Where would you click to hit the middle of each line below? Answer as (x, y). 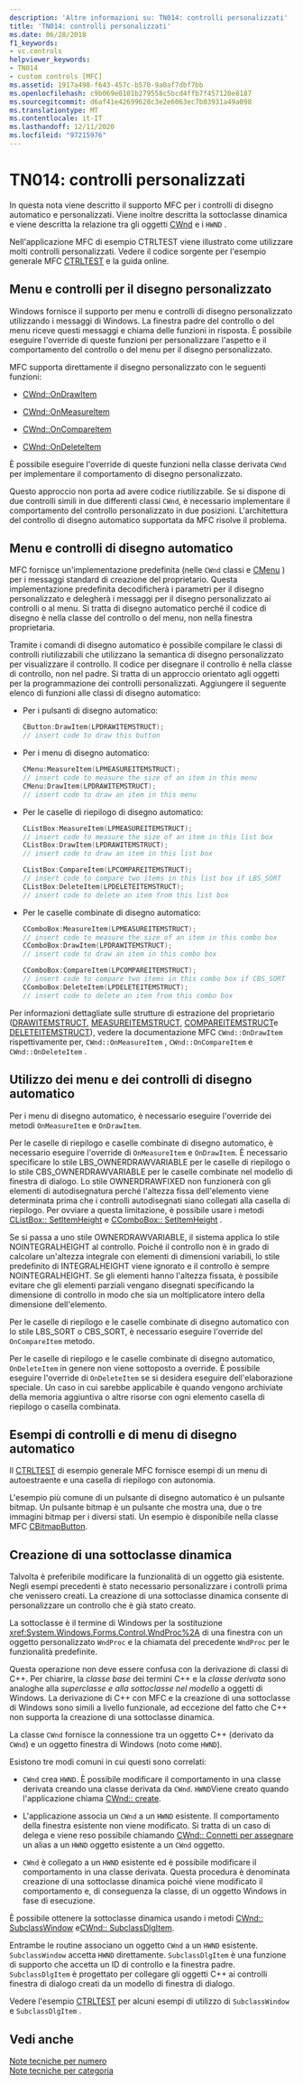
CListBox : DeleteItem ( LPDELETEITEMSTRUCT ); (103, 886)
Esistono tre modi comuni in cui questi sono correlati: (108, 1762)
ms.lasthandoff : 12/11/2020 (62, 127)
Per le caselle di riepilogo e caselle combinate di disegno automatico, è (141, 1143)
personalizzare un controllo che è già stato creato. (103, 1605)
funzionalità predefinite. (53, 1652)
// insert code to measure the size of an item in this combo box (150, 937)
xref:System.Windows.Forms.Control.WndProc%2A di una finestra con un (147, 1632)
